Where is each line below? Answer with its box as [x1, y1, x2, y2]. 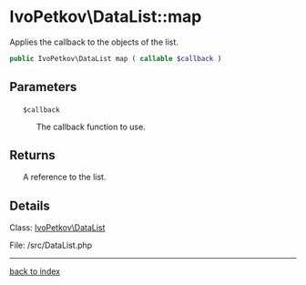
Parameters [9, 79, 77, 95]
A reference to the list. [22, 171, 107, 183]
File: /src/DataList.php [9, 239, 93, 251]
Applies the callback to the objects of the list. [9, 36, 179, 47]
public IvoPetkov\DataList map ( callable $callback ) [9, 54, 222, 63]
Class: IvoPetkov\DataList [9, 222, 106, 233]
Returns [9, 148, 56, 163]
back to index [9, 266, 61, 277]
